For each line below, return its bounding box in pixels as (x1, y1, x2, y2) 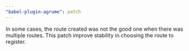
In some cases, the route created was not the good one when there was (5, 25, 184, 32)
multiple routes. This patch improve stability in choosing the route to (5, 31, 174, 39)
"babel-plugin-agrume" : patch (5, 8, 82, 15)
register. (5, 38, 26, 45)
